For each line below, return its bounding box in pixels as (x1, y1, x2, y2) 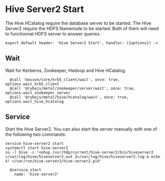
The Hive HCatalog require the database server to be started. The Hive (5, 20, 151, 26)
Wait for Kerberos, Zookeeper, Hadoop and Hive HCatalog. (5, 67, 126, 73)
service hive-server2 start (5, 141, 64, 146)
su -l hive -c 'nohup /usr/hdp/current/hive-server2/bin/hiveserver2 (5, 149, 154, 155)
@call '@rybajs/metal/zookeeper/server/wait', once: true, (10, 86, 136, 91)
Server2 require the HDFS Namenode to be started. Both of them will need (5, 25, 159, 31)
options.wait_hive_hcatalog (5, 99, 64, 104)
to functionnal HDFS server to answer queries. (5, 31, 101, 37)
